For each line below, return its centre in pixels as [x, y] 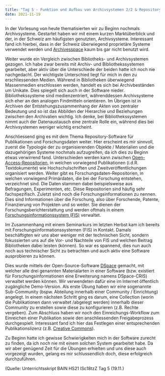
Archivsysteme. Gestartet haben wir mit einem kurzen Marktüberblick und [80, 34]
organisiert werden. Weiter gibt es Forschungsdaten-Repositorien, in [74, 173]
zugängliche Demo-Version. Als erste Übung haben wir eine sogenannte [78, 286]
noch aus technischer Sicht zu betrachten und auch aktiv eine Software [77, 251]
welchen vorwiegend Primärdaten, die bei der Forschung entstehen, [74, 178]
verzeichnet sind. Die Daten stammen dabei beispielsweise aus [69, 183]
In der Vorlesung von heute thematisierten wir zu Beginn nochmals [72, 28]
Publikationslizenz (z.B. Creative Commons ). [50, 328]
